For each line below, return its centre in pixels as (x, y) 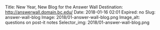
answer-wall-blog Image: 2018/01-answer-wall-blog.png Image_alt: (72, 17)
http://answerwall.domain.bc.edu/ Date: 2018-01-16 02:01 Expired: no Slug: (80, 12)
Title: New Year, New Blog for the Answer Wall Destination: (64, 7)
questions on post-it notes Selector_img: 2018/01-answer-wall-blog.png (77, 22)
